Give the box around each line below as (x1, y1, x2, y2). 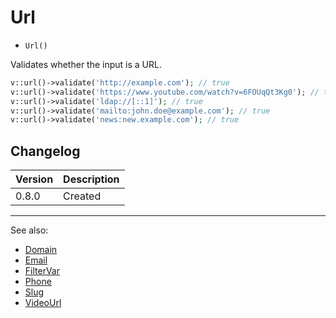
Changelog (10, 142, 81, 160)
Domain (24, 244, 58, 256)
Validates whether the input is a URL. (10, 58, 162, 70)
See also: (10, 224, 49, 236)
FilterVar (24, 265, 61, 277)
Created (63, 189, 102, 203)
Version (15, 172, 54, 186)
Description (63, 172, 120, 186)
